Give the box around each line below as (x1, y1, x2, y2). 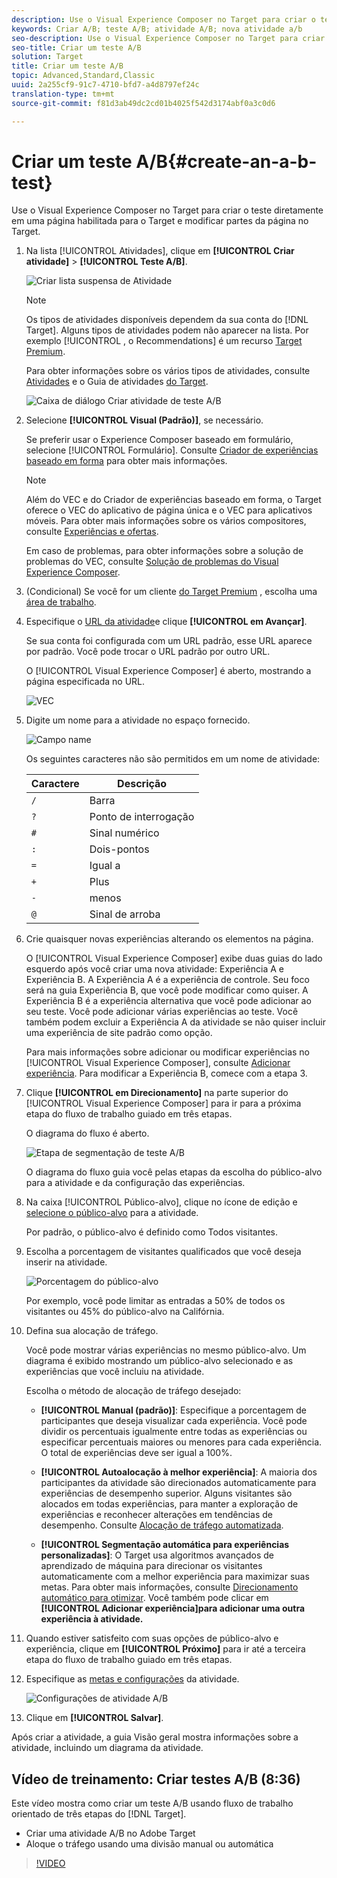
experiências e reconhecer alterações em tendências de (40, 1509, 274, 1521)
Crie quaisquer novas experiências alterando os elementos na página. (25, 933, 314, 945)
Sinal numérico (89, 826, 160, 840)
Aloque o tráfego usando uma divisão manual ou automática (25, 1838, 274, 1850)
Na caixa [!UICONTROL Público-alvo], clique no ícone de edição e (25, 1196, 298, 1208)
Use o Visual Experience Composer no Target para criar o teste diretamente (11, 204, 324, 216)
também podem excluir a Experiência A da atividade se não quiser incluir (25, 1016, 326, 1028)
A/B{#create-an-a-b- (135, 150, 318, 173)
